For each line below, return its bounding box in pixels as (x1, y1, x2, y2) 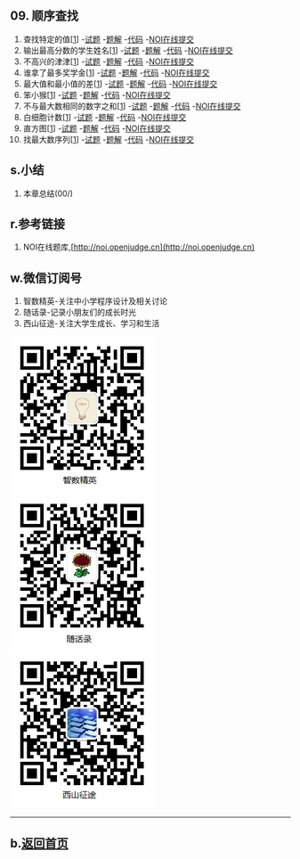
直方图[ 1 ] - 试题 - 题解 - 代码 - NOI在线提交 (22, 123, 172, 134)
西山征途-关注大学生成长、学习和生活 (22, 318, 160, 329)
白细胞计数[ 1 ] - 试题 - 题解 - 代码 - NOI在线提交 (22, 111, 187, 122)
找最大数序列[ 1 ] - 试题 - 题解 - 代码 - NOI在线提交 (22, 134, 195, 144)
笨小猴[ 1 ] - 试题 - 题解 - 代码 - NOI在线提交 (22, 89, 172, 100)
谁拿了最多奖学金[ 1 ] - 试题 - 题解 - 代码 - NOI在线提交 (22, 67, 210, 78)
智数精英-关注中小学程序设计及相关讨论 (22, 296, 168, 307)
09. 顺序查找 (10, 8, 79, 24)
